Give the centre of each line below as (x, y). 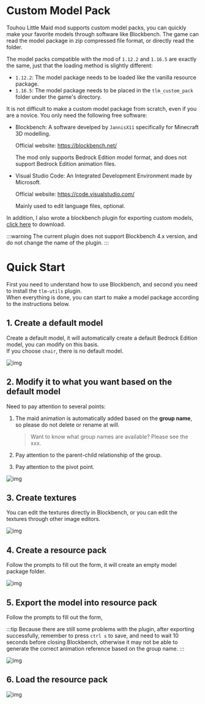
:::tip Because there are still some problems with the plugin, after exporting (100, 629)
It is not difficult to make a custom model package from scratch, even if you (102, 108)
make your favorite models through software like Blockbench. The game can (102, 34)
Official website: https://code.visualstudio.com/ (75, 194)
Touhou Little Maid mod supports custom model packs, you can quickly (96, 28)
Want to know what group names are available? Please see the (109, 436)
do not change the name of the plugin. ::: (58, 242)
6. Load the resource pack (57, 680)
